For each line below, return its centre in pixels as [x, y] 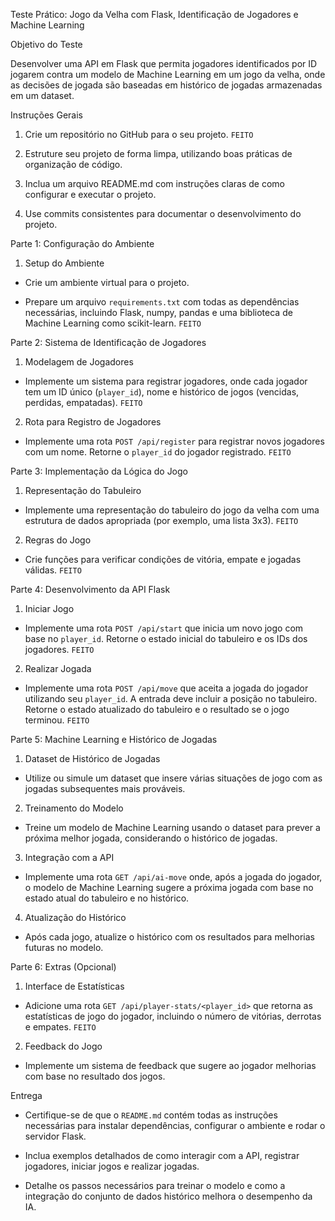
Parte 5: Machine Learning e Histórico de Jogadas [114, 739]
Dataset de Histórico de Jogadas [92, 758]
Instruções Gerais [46, 115]
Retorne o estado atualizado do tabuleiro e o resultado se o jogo [157, 709]
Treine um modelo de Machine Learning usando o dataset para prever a [172, 827]
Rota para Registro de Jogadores [93, 422]
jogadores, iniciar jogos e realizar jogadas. [112, 1166]
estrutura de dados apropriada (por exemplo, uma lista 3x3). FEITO [161, 520]
